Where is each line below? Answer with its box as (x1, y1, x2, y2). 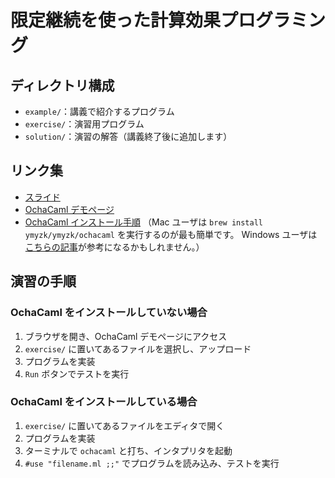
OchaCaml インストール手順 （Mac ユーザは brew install (24, 216, 263, 228)
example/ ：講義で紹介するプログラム (24, 106, 175, 117)
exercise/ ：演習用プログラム (24, 118, 145, 130)
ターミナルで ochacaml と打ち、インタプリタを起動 (24, 444, 233, 456)
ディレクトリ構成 (10, 77, 115, 94)
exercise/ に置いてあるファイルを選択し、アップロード (24, 342, 252, 355)
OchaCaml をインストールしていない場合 (10, 306, 208, 320)
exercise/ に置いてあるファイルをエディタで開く (24, 419, 225, 431)
